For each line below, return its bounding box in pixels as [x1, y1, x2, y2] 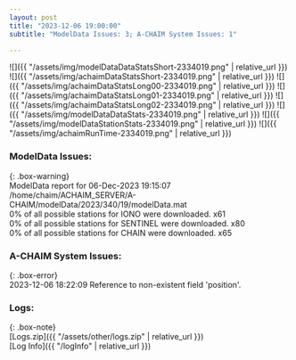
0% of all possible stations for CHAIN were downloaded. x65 [9, 227, 233, 238]
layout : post [9, 12, 58, 22]
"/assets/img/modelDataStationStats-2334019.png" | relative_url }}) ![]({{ [9, 119, 277, 129]
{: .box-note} [9, 322, 56, 332]
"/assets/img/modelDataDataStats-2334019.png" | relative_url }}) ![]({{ [21, 109, 280, 120]
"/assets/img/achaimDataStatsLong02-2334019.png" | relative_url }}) [21, 100, 275, 110]
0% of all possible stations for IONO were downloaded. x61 [9, 209, 226, 219]
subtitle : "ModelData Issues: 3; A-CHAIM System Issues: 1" [9, 29, 238, 38]
